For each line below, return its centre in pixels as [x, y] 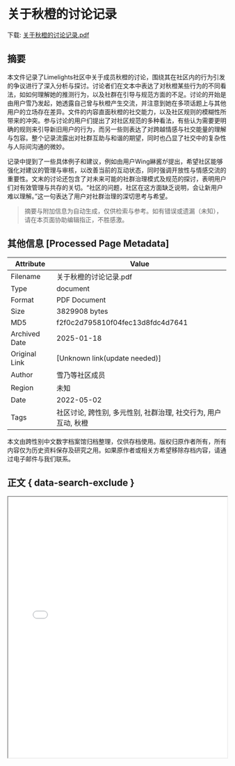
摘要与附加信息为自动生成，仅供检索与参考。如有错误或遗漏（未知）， [123, 211]
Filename [26, 276]
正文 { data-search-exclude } [71, 482]
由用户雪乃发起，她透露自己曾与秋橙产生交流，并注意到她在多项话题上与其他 [117, 103]
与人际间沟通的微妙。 [38, 146]
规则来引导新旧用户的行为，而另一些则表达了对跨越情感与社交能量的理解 [123, 129]
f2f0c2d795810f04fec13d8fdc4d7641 [122, 322]
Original [24, 353]
